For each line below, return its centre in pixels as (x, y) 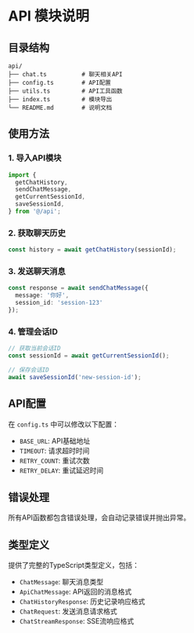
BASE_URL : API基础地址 (55, 441)
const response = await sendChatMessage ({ (78, 288)
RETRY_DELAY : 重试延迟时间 (61, 470)
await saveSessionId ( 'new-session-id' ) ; (75, 377)
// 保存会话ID (29, 370)
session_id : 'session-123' (59, 303)
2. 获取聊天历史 (37, 232)
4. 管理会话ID (33, 331)
